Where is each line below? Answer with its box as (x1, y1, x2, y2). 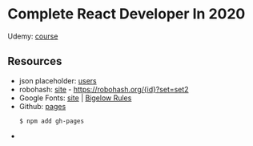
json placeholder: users (18, 75, 97, 85)
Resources (7, 55, 62, 68)
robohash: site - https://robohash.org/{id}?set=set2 (18, 84, 189, 94)
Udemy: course (7, 31, 58, 41)
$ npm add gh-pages (18, 117, 85, 125)
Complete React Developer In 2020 (7, 5, 246, 23)
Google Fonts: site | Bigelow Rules (18, 93, 132, 103)
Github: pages (18, 101, 66, 111)
